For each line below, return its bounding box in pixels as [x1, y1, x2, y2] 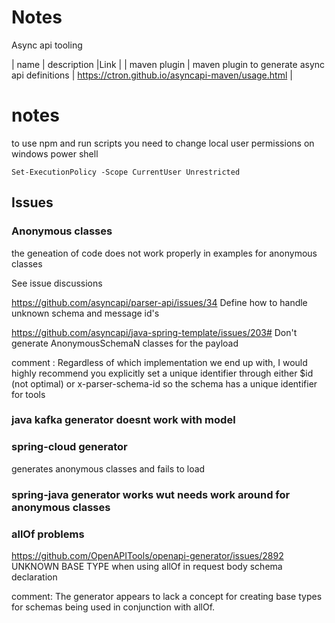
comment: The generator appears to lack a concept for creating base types [11, 591, 323, 602]
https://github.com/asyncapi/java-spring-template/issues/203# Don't [11, 326, 298, 338]
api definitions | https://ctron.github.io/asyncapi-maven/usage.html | [11, 69, 293, 81]
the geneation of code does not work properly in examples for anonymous [11, 247, 318, 259]
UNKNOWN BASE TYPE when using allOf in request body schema [11, 561, 283, 572]
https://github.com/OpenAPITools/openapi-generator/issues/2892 [11, 550, 284, 561]
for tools [11, 388, 46, 400]
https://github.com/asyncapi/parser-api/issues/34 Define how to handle [11, 296, 308, 308]
